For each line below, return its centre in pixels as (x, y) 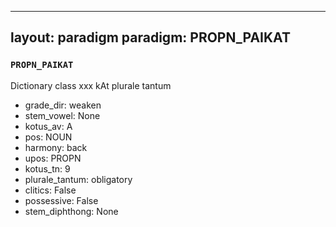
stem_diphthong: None (71, 211)
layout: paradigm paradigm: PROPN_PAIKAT (150, 37)
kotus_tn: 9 (47, 168)
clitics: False (50, 190)
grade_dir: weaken (63, 105)
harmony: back (56, 147)
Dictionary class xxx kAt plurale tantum (91, 85)
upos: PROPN (53, 158)
